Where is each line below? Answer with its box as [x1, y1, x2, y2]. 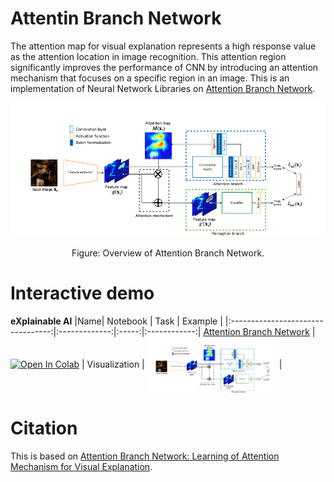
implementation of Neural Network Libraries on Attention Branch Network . [10, 82, 316, 94]
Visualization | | [86, 358, 283, 370]
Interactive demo [10, 282, 155, 305]
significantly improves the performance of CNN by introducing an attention [10, 61, 319, 73]
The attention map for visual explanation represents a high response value [10, 40, 317, 52]
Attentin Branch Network [10, 7, 222, 30]
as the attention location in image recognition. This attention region [10, 50, 287, 62]
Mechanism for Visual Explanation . [10, 460, 153, 472]
